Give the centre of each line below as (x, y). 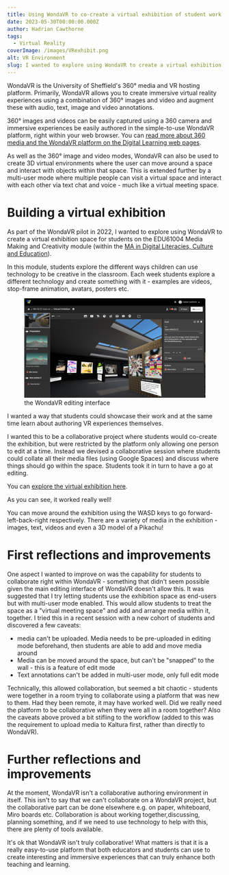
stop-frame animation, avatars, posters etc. (68, 289)
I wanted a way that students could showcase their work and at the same (110, 416)
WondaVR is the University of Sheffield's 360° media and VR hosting (104, 85)
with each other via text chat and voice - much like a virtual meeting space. (113, 184)
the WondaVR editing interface (67, 403)
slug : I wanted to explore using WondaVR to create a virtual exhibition (114, 65)
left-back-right (28, 520)
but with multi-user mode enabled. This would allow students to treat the (109, 603)
